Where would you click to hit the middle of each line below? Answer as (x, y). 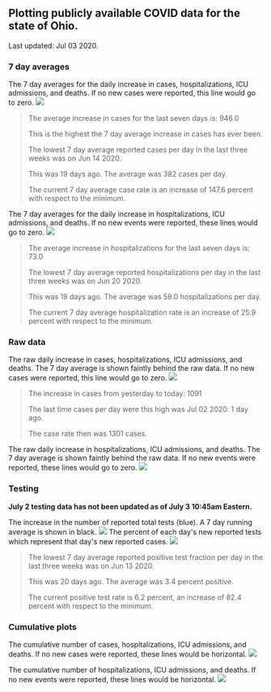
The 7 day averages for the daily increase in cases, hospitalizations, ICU (129, 84)
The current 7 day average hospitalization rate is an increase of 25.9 (142, 312)
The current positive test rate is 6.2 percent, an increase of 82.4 (135, 597)
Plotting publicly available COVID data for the (125, 13)
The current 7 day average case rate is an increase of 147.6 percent (140, 190)
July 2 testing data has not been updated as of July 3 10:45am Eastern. (130, 506)
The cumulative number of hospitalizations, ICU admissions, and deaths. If (132, 670)
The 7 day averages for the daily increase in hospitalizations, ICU (116, 214)
